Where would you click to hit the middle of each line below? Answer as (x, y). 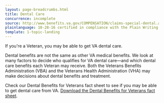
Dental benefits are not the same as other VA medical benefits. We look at (79, 55)
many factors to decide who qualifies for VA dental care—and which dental (81, 60)
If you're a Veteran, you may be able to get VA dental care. (64, 46)
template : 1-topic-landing (32, 32)
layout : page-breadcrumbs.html (37, 9)
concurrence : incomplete (30, 18)
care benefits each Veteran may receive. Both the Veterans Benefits (73, 66)
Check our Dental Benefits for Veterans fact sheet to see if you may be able (81, 85)
